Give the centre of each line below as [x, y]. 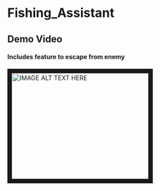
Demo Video [35, 39]
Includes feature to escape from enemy [66, 57]
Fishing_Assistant [61, 13]
